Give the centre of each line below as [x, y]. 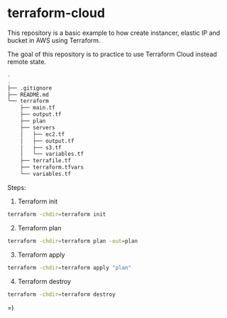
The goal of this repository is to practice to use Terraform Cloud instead [112, 54]
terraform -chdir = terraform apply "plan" [70, 267]
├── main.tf [38, 108]
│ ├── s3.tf [41, 147]
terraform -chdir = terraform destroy [61, 294]
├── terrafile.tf [46, 161]
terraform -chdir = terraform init [57, 214]
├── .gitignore [30, 88]
